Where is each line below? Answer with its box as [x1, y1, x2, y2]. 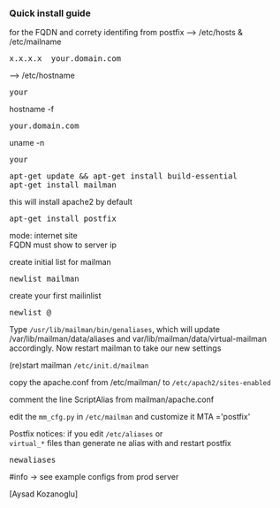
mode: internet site [9, 231, 78, 241]
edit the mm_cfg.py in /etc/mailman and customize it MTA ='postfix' [9, 412, 251, 422]
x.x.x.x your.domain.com [9, 54, 122, 64]
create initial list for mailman [9, 257, 112, 268]
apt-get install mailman [9, 180, 117, 190]
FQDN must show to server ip [9, 239, 117, 250]
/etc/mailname [9, 36, 62, 47]
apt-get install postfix [9, 214, 117, 224]
